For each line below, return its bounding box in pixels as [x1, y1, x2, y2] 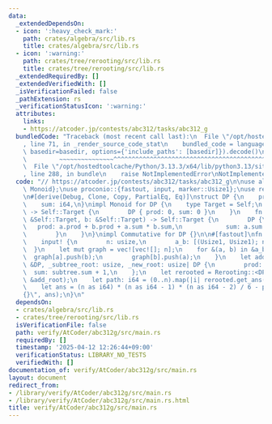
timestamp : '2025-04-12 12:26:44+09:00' [15, 344, 154, 352]
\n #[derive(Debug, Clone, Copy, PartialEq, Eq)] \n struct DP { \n [23, 192, 244, 201]
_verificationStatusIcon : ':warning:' [15, 102, 147, 110]
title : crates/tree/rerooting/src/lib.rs [23, 65, 164, 73]
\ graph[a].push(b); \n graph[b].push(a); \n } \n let [23, 253, 252, 261]
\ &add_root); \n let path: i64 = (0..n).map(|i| [23, 276, 201, 284]
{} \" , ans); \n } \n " [23, 291, 85, 299]
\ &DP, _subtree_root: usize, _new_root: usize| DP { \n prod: [23, 260, 263, 268]
